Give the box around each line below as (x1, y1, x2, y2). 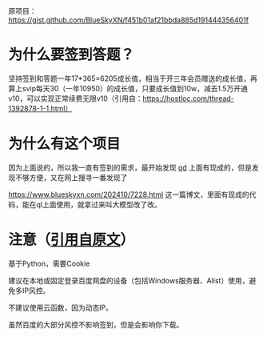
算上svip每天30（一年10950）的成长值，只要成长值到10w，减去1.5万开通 (8, 83, 248, 93)
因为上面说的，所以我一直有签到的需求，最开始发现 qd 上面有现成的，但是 (8, 162, 253, 172)
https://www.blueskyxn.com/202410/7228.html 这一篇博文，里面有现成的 (8, 190, 249, 199)
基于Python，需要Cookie (8, 259, 90, 268)
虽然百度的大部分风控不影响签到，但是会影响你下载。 (8, 319, 184, 329)
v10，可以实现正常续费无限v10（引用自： (8, 94, 143, 103)
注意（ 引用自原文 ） (8, 231, 135, 249)
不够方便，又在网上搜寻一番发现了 (14, 172, 128, 182)
